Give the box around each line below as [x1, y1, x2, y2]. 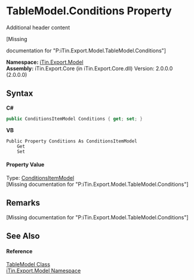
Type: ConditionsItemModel [6, 174, 75, 181]
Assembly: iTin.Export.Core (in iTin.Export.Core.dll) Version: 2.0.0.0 [6, 64, 173, 72]
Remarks [6, 198, 41, 208]
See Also [6, 231, 40, 241]
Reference [6, 247, 33, 254]
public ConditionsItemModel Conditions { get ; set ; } [6, 116, 143, 122]
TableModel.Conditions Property [6, 4, 172, 18]
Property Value [6, 161, 45, 168]
